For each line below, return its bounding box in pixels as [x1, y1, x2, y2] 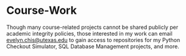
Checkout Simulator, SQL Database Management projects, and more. [6, 43, 180, 50]
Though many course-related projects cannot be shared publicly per [6, 23, 179, 31]
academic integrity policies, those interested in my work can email [6, 30, 173, 37]
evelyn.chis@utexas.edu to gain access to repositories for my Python [6, 36, 181, 43]
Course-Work [6, 4, 77, 17]
